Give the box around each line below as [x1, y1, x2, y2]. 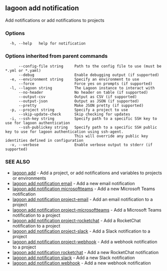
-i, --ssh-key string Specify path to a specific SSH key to [9, 116, 157, 121]
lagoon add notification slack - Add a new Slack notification [12, 255, 135, 261]
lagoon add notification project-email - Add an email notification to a [12, 196, 153, 202]
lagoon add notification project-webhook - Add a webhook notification [12, 239, 158, 245]
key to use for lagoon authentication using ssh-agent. [5, 129, 124, 134]
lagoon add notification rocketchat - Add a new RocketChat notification [12, 249, 159, 255]
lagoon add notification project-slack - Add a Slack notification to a [12, 228, 151, 234]
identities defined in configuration [5, 138, 84, 143]
